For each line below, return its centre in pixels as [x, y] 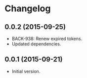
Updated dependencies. [36, 44]
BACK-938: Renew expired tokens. [47, 39]
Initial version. [26, 71]
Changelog [28, 9]
